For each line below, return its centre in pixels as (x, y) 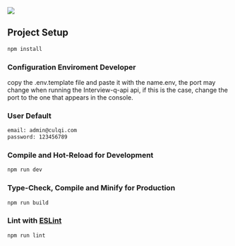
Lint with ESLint (35, 221)
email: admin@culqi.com (42, 131)
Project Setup (38, 33)
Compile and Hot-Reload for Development (80, 155)
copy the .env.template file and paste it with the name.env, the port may (112, 82)
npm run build (28, 203)
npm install (25, 49)
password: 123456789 (38, 137)
